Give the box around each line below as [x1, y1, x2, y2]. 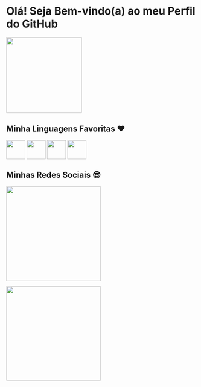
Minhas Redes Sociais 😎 [6, 170, 101, 180]
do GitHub [6, 17, 59, 31]
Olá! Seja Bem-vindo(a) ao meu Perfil [6, 4, 196, 18]
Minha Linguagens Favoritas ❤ [6, 124, 126, 134]
